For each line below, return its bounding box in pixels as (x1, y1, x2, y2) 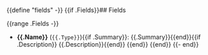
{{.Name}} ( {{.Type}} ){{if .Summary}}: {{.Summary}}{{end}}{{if (16, 33, 201, 41)
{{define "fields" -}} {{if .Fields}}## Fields (6, 6, 126, 14)
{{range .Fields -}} (6, 19, 59, 27)
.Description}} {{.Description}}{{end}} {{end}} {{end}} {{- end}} (16, 40, 200, 48)
